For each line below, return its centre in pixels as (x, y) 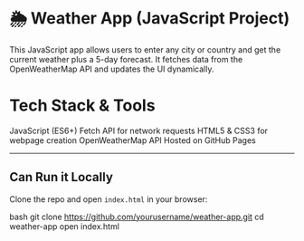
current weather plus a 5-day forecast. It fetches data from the (126, 59)
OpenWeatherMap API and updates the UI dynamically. (112, 69)
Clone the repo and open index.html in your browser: (109, 199)
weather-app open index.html (65, 226)
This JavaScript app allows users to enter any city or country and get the (145, 49)
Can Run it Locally (61, 177)
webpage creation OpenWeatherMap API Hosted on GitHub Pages (133, 140)
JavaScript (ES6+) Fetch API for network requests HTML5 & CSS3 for (139, 130)
